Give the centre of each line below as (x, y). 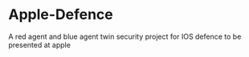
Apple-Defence (61, 15)
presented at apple (39, 44)
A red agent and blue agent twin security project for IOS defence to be (125, 36)
